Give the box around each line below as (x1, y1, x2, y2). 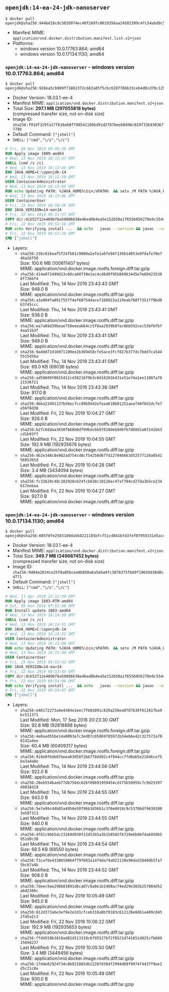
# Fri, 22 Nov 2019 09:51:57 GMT (5, 212, 75, 217)
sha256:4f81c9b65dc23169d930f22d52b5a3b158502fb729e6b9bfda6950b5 (20, 832, 162, 837)
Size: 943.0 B (20, 794, 48, 800)
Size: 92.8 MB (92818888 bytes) (20, 722, 87, 728)
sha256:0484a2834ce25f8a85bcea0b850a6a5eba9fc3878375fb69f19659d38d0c (12, 570, 164, 575)
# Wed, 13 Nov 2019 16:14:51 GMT (5, 622, 75, 627)
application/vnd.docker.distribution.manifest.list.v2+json (12, 35, 141, 41)
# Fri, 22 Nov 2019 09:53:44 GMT (5, 669, 75, 674)
